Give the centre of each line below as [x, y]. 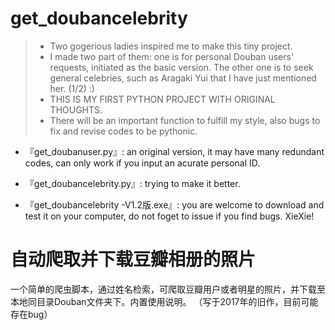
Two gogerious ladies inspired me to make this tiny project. [171, 46]
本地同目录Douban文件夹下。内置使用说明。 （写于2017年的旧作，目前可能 [164, 301]
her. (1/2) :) [72, 88]
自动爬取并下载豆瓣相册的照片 [133, 259]
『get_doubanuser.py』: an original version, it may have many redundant [174, 151]
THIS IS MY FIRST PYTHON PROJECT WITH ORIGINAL [162, 99]
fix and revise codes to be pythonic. [123, 131]
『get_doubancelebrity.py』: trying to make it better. [132, 183]
